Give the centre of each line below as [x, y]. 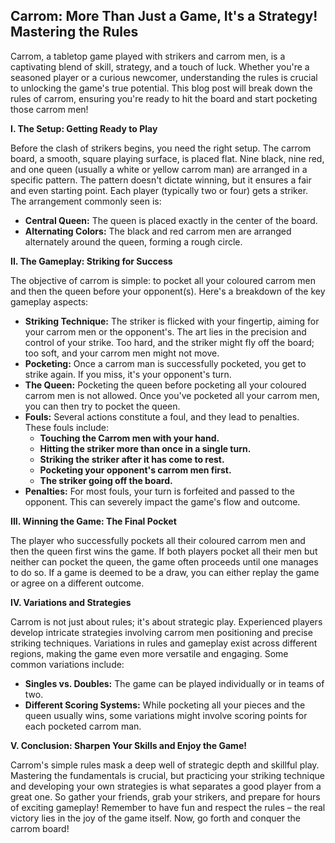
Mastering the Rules [74, 32]
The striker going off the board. [106, 480]
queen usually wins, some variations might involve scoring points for [166, 715]
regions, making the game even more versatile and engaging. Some [149, 653]
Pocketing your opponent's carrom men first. [135, 470]
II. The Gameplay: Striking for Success [91, 261]
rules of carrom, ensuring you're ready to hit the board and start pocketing [164, 98]
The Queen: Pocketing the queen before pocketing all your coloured [165, 385]
